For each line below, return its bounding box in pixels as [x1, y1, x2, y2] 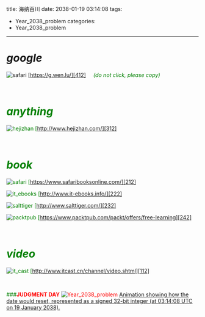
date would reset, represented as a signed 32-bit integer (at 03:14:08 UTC [6, 297, 193, 304]
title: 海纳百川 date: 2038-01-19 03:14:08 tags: [6, 5, 123, 12]
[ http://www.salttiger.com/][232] [34, 202, 117, 209]
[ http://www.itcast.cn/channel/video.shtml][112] [30, 267, 149, 274]
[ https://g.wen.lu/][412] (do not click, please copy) [27, 71, 160, 78]
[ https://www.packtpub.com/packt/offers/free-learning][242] [37, 213, 192, 221]
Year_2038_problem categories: [15, 18, 96, 24]
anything [6, 104, 54, 118]
